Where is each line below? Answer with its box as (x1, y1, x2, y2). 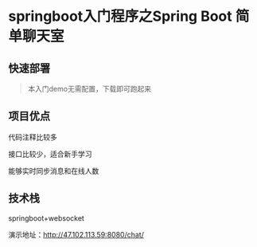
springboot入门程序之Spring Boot (8, 7, 232, 25)
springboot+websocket (8, 213, 85, 223)
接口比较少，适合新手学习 (8, 149, 92, 159)
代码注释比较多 (8, 132, 57, 142)
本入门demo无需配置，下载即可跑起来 (27, 84, 152, 93)
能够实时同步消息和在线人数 (8, 166, 99, 175)
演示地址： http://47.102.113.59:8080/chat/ (8, 229, 145, 239)
